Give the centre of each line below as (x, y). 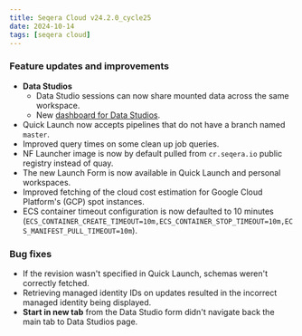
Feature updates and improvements (90, 66)
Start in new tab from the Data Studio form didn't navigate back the (148, 312)
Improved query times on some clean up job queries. (121, 144)
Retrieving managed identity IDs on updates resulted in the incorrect (150, 293)
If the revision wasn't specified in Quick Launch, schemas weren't (145, 274)
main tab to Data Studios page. (80, 322)
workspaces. (47, 182)
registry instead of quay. (68, 163)
